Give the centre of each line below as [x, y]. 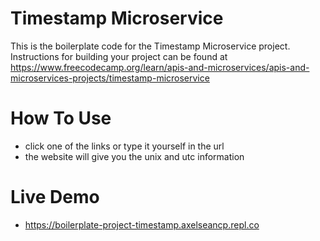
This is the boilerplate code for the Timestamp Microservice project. [150, 46]
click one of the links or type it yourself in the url [124, 146]
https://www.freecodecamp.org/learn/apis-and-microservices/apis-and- [160, 67]
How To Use [61, 118]
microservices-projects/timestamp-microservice [110, 78]
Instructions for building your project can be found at [119, 56]
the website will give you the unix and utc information [134, 156]
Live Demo [55, 197]
